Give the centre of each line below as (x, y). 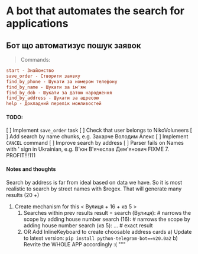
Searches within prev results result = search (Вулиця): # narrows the (107, 212)
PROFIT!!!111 (21, 155)
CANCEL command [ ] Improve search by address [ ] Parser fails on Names (95, 143)
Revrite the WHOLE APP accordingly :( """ (74, 244)
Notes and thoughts (31, 169)
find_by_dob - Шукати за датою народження (59, 93)
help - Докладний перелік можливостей (54, 104)
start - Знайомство (30, 71)
